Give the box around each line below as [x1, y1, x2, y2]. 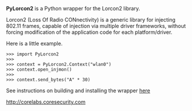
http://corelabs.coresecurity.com [6, 99, 86, 105]
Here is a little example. [6, 40, 63, 47]
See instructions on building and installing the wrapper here [6, 87, 151, 94]
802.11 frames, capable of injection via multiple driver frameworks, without [6, 23, 186, 29]
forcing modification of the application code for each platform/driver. [6, 29, 173, 36]
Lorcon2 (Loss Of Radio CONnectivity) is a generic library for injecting [6, 16, 176, 23]
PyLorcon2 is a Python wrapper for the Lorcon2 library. [6, 5, 140, 12]
